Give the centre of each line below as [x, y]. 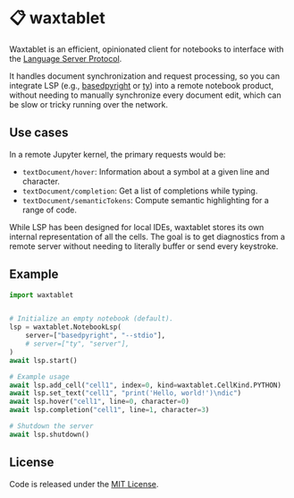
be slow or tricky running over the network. [88, 104]
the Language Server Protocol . [66, 58]
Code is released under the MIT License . [84, 484]
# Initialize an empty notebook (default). [92, 319]
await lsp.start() [43, 360]
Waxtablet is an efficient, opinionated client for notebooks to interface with [147, 49]
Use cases [39, 133]
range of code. [50, 210]
